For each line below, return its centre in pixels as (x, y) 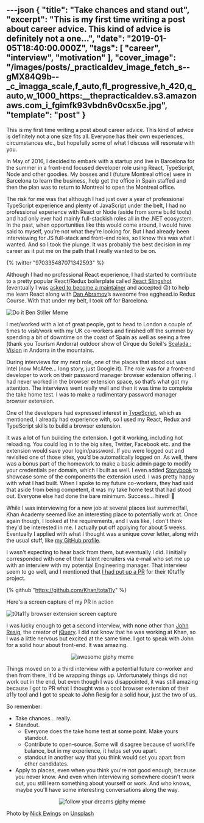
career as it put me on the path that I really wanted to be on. (81, 251)
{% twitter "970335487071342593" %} (55, 263)
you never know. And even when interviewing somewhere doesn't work (105, 777)
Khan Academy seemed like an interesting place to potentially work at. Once (102, 514)
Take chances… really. (43, 718)
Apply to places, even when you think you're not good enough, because (105, 770)
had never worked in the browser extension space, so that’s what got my (97, 381)
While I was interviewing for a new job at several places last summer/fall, (97, 508)
